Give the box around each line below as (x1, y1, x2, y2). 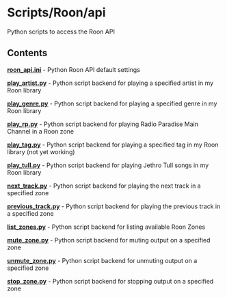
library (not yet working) (7, 147, 75, 156)
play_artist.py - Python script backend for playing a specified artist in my (7, 79, 214, 87)
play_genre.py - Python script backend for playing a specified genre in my (7, 99, 217, 108)
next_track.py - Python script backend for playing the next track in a (7, 182, 201, 190)
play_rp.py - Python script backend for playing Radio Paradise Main (7, 120, 198, 128)
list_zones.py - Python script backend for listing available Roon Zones (7, 223, 206, 231)
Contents (7, 47, 48, 59)
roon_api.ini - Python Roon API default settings (7, 65, 140, 73)
